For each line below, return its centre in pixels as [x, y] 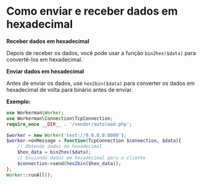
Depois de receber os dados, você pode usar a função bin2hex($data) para [101, 53]
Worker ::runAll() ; [30, 175]
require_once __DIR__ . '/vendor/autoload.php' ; [69, 124]
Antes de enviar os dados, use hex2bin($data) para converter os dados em [101, 83]
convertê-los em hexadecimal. [45, 59]
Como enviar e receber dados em [92, 11]
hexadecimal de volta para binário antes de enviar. [70, 89]
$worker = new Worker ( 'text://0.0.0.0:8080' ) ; [67, 135]
